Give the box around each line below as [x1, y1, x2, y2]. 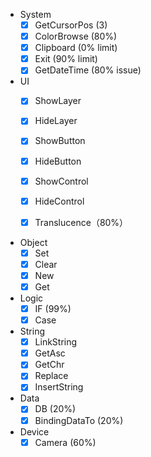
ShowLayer [34, 95, 82, 107]
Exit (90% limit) [34, 53, 98, 65]
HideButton [34, 155, 82, 167]
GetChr [34, 359, 65, 371]
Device [19, 425, 50, 438]
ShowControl [34, 175, 89, 187]
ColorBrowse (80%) [34, 30, 118, 43]
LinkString [34, 336, 78, 348]
